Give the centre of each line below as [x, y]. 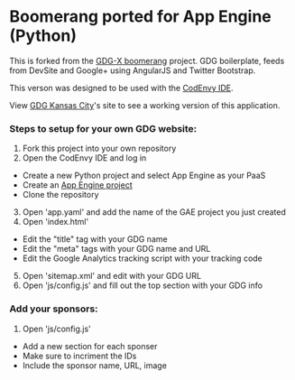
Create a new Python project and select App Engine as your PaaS [144, 176]
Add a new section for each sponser [90, 346]
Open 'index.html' [55, 222]
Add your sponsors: [54, 309]
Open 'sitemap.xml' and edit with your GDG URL [111, 276]
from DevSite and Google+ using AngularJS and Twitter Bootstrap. [133, 70]
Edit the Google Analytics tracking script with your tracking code [143, 258]
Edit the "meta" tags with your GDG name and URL [116, 249]
